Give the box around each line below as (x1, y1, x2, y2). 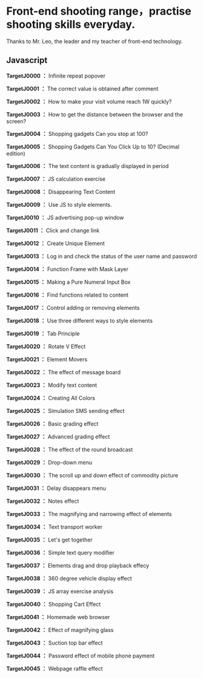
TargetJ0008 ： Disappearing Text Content (6, 188, 116, 195)
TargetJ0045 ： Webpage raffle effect (6, 665, 103, 672)
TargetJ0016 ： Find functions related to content (6, 291, 129, 298)
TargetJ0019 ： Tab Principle (6, 330, 80, 337)
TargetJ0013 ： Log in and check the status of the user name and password (6, 252, 197, 260)
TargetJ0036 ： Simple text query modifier (6, 549, 115, 556)
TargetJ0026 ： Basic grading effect (6, 420, 99, 427)
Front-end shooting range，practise (6, 4, 192, 18)
